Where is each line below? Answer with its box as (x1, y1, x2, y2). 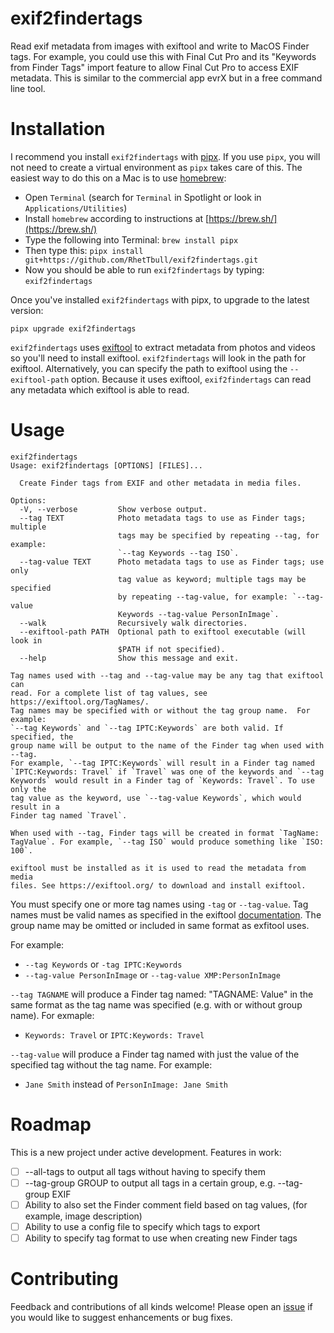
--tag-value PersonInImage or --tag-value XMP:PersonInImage (24, 968, 281, 981)
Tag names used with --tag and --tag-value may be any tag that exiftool (10, 670, 325, 681)
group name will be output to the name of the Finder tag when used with (10, 740, 325, 751)
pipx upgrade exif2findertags (10, 323, 137, 334)
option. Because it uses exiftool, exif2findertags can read (71, 373, 312, 385)
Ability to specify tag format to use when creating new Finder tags (24, 1232, 298, 1244)
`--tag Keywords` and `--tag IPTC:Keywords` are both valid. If (10, 723, 284, 733)
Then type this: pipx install (24, 244, 144, 256)
